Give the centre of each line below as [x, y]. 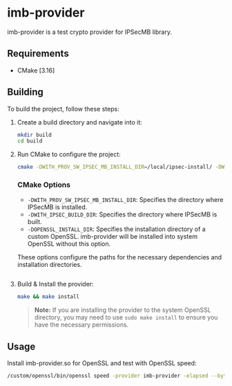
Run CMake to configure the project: [69, 154]
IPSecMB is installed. [57, 207]
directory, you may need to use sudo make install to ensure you [126, 318]
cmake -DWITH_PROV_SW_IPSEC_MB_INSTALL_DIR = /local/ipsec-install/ [115, 167]
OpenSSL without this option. [69, 244]
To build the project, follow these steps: [63, 109]
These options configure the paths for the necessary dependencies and [119, 257]
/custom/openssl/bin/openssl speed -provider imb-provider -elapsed [108, 376]
